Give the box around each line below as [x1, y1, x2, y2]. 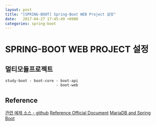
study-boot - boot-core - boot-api [5, 79, 78, 84]
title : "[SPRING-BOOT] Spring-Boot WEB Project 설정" [5, 12, 116, 17]
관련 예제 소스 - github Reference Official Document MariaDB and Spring [5, 110, 151, 116]
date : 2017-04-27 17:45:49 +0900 [5, 16, 78, 21]
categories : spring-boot [5, 21, 56, 26]
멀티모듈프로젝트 [5, 65, 53, 73]
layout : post [5, 7, 32, 12]
